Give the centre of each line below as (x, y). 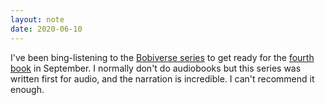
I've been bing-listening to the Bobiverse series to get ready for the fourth (162, 57)
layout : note (37, 19)
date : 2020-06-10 (46, 29)
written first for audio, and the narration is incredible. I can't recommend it (162, 78)
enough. (27, 89)
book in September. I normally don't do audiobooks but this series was (156, 68)
